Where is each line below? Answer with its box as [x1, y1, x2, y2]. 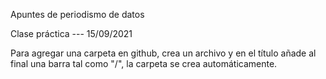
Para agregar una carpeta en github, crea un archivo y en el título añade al [10, 47, 317, 59]
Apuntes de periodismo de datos [10, 9, 145, 20]
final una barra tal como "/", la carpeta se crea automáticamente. [10, 58, 278, 69]
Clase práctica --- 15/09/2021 [10, 28, 133, 39]
